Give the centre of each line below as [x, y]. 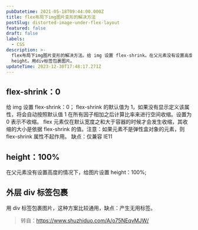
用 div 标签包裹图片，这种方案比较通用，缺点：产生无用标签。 [81, 208]
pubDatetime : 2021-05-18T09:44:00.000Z [55, 11]
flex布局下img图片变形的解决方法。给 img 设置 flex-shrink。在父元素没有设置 [98, 55]
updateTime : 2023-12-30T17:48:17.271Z [54, 66]
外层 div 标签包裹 [37, 193]
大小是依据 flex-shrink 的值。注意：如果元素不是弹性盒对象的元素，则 [100, 129]
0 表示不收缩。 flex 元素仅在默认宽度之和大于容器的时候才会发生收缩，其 [94, 122]
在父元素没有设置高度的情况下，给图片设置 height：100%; [76, 172]
